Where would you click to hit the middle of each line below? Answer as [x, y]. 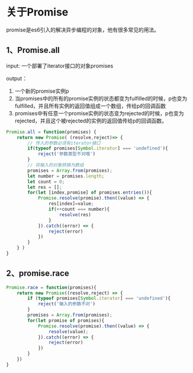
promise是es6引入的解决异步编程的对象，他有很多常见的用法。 [83, 30]
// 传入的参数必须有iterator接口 [64, 143]
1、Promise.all [33, 50]
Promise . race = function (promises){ [51, 287]
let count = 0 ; [46, 182]
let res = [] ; [45, 187]
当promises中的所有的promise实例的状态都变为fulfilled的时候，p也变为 [101, 98]
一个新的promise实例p [42, 91]
